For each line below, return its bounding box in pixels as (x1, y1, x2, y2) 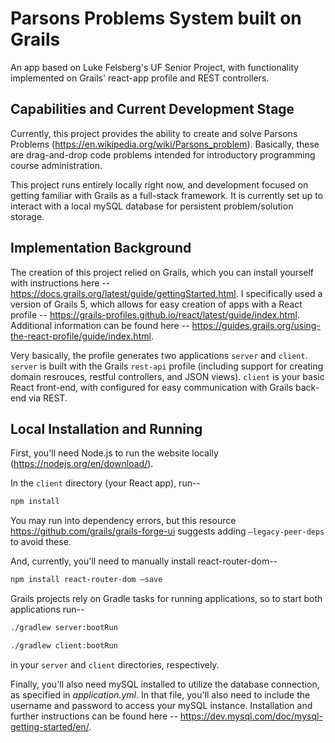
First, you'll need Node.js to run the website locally (10, 447, 219, 459)
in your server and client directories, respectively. (10, 658, 220, 671)
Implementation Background (10, 240, 192, 257)
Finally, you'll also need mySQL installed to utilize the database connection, (10, 678, 320, 690)
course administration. (10, 159, 103, 171)
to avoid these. (10, 536, 72, 548)
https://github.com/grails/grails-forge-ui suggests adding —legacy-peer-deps (10, 525, 325, 537)
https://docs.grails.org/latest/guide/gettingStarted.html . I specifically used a (10, 287, 323, 299)
